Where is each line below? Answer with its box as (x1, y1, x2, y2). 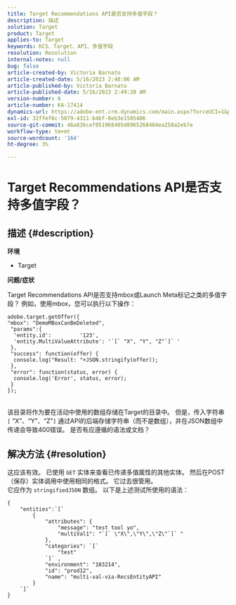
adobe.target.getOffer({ (7, 313, 80, 320)
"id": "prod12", (44, 567, 93, 574)
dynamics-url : (7, 108, 49, 115)
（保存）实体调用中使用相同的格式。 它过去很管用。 (7, 476, 157, 485)
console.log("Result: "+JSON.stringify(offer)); (13, 356, 159, 364)
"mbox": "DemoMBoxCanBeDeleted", (7, 320, 105, 327)
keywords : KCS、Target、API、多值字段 (7, 43, 114, 50)
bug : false (7, 63, 39, 70)
